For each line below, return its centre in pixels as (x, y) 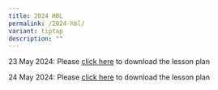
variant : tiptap (36, 31)
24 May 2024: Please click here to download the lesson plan (109, 77)
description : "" (36, 39)
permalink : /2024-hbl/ (47, 24)
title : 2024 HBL (36, 16)
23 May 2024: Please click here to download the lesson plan (109, 62)
